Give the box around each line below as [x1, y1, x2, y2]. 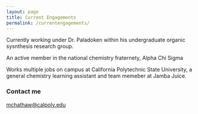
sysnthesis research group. [6, 43, 74, 50]
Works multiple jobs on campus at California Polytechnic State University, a [6, 66, 193, 73]
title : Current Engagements [6, 14, 77, 20]
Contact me [6, 88, 41, 96]
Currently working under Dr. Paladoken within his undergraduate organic [6, 37, 186, 44]
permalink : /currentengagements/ [6, 20, 90, 26]
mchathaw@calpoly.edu [6, 101, 66, 108]
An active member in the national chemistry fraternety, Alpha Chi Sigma [6, 55, 184, 62]
